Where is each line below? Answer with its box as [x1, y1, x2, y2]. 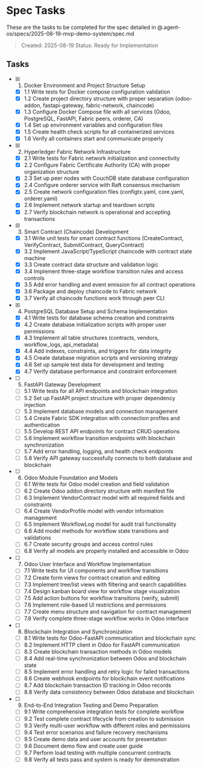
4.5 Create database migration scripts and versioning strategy [24, 354, 178, 362]
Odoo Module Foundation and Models [24, 474, 118, 481]
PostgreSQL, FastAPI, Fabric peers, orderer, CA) [24, 115, 144, 122]
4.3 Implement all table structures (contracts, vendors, [24, 334, 159, 342]
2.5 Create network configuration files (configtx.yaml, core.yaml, [24, 188, 185, 196]
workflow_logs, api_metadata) [24, 341, 99, 348]
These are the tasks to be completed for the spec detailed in [6, 24, 156, 31]
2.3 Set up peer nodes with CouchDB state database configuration [24, 174, 189, 182]
